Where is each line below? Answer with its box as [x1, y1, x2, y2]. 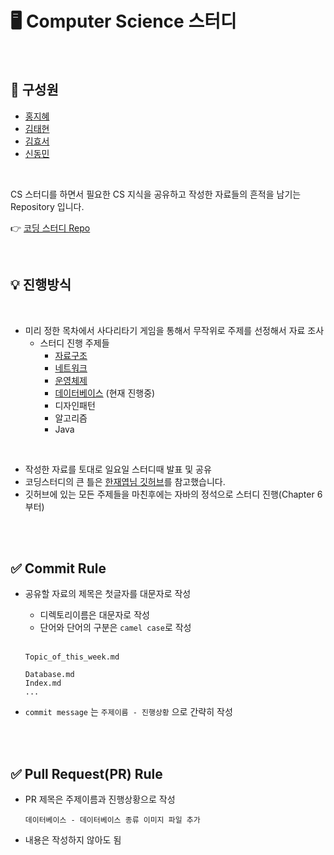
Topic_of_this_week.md [24, 652, 120, 662]
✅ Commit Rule [10, 560, 107, 577]
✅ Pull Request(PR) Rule [10, 765, 163, 782]
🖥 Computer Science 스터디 [10, 10, 237, 33]
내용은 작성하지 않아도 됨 [24, 834, 122, 846]
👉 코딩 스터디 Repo [10, 222, 91, 234]
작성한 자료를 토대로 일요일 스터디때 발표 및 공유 [24, 463, 212, 475]
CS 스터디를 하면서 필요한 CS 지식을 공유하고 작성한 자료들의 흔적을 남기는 [10, 188, 302, 200]
